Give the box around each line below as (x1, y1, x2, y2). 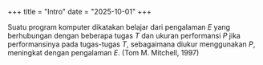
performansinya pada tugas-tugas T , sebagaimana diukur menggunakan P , (7, 39, 256, 49)
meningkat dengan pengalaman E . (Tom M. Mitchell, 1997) (7, 48, 200, 57)
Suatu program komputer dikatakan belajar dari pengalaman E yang (7, 22, 230, 31)
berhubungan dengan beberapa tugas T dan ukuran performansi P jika (7, 31, 241, 40)
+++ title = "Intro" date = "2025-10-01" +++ (7, 7, 152, 16)
